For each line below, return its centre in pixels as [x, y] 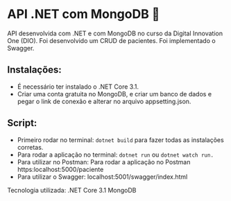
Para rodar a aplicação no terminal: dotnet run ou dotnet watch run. [115, 155]
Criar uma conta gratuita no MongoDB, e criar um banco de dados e [114, 94]
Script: [22, 123]
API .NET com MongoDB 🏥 [84, 14]
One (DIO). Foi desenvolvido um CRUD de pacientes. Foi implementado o [112, 40]
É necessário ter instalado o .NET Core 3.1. [78, 87]
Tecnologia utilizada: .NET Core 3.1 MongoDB [72, 190]
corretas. [30, 147]
